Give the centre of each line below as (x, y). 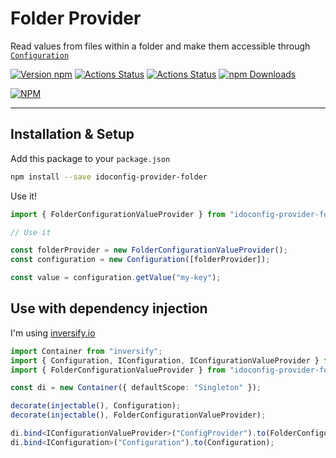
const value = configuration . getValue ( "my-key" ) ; (116, 278)
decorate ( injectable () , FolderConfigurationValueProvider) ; (138, 415)
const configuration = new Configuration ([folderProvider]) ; (140, 260)
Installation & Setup (72, 134)
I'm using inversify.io (53, 333)
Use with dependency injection (109, 308)
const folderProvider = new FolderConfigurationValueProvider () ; (149, 250)
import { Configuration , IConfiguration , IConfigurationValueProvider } (165, 360)
